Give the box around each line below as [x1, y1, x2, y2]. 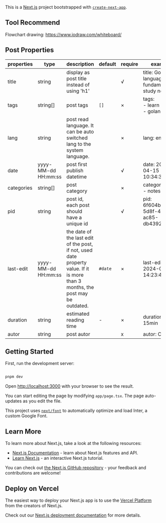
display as [66, 69, 90, 76]
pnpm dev [5, 374, 23, 379]
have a [66, 214, 82, 221]
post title [66, 75, 87, 82]
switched [66, 134, 88, 141]
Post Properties [5, 46, 54, 54]
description [66, 60, 94, 67]
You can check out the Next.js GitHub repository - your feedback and [5, 465, 147, 471]
